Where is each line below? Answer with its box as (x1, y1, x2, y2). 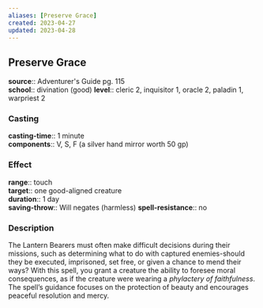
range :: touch (8, 177, 53, 187)
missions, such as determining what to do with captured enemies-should (8, 249, 245, 258)
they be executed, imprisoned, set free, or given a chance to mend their (8, 257, 242, 267)
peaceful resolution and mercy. (8, 291, 110, 301)
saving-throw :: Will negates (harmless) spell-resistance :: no (8, 203, 208, 212)
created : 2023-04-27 (8, 19, 77, 27)
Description (8, 222, 54, 234)
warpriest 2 (8, 93, 46, 103)
